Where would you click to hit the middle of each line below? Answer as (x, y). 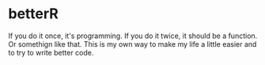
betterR (34, 14)
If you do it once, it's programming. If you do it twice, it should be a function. (133, 36)
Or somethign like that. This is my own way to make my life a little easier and (132, 44)
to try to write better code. (51, 52)
